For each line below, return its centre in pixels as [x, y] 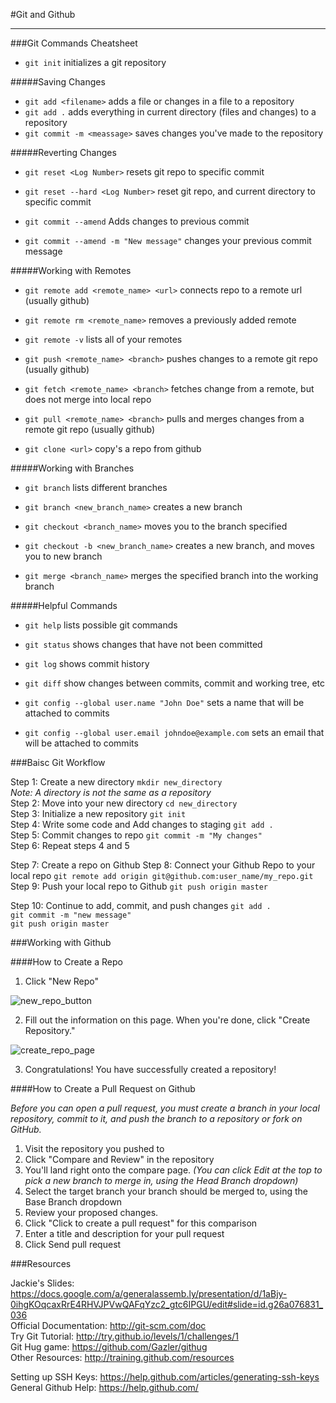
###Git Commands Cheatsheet [74, 43]
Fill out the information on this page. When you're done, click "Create [167, 1020]
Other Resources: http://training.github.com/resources [122, 1357]
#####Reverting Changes [63, 152]
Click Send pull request [73, 1244]
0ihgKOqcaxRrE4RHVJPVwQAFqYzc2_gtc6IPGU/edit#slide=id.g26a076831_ [167, 1304]
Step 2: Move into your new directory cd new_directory [124, 803]
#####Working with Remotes [71, 270]
